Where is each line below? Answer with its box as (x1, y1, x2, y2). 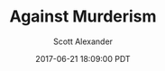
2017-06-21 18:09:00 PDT (34, 53, 132, 64)
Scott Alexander (52, 36, 114, 47)
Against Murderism (9, 6, 157, 27)
